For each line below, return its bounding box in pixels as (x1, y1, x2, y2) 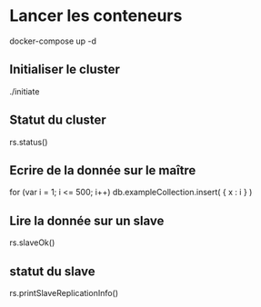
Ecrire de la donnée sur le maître (9, 163, 196, 178)
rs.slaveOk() (9, 237, 55, 248)
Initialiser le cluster (9, 62, 121, 77)
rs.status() (9, 136, 48, 147)
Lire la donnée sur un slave (9, 213, 165, 228)
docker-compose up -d (9, 35, 97, 46)
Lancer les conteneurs (9, 5, 183, 26)
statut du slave (9, 263, 95, 279)
